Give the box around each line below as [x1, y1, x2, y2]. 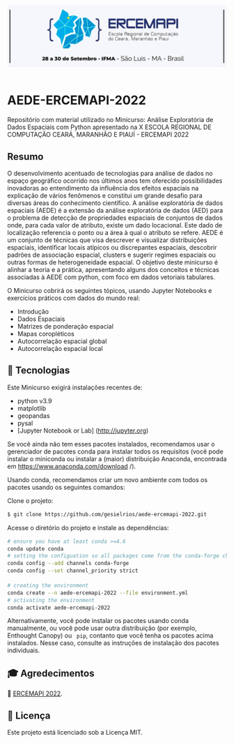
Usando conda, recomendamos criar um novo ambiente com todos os [7, 475, 208, 483]
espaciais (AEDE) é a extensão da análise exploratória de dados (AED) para [7, 207, 224, 214]
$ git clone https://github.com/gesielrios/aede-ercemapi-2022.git [7, 511, 208, 518]
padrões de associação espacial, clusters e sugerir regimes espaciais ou [7, 250, 216, 259]
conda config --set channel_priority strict [7, 567, 139, 574]
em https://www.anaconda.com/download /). [7, 462, 136, 470]
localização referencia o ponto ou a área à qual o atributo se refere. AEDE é [7, 229, 224, 237]
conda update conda [7, 545, 64, 553]
